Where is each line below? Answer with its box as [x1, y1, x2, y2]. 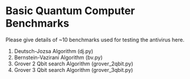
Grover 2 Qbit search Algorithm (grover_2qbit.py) [14, 60, 133, 67]
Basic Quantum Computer [5, 4, 135, 18]
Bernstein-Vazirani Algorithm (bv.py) [14, 54, 103, 61]
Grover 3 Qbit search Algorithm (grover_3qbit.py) [14, 66, 133, 73]
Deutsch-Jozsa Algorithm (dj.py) [14, 47, 94, 54]
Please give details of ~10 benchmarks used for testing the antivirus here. [5, 36, 185, 43]
